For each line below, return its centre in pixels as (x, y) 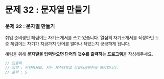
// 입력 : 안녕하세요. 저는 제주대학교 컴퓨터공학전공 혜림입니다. (62, 68)
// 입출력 (13, 63)
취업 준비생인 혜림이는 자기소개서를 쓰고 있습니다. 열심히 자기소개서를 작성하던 (80, 38)
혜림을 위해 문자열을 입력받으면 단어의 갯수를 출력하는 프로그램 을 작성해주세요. (79, 54)
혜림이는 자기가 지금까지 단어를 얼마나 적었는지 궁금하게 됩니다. (70, 44)
